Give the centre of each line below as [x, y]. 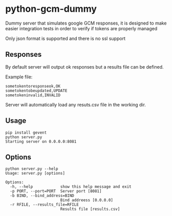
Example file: [19, 77]
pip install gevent [26, 133]
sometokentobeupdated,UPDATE [36, 91]
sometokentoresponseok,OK [33, 86]
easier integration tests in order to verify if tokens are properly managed [81, 28]
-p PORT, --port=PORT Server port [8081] [56, 191]
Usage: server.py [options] [35, 174]
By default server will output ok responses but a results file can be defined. [84, 67]
